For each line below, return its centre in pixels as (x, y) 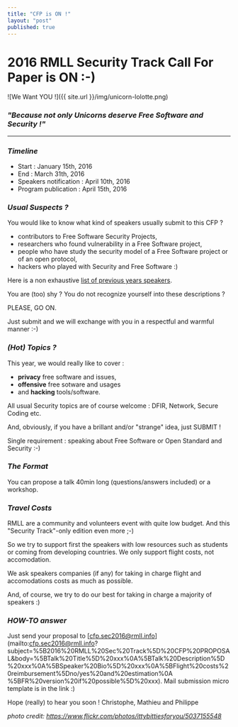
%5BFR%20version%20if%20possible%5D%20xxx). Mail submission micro (118, 681)
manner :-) (23, 329)
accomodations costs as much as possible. (70, 581)
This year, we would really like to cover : (66, 363)
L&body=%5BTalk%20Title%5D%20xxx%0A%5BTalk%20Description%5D (116, 659)
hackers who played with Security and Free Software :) (98, 267)
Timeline (23, 151)
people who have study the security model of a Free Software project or (123, 252)
